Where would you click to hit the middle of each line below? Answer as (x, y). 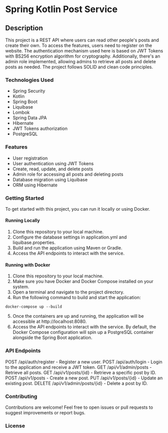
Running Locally (23, 220)
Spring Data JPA (30, 118)
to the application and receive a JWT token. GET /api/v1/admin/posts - (78, 367)
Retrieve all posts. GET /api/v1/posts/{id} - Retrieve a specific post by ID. (81, 372)
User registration (30, 158)
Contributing (21, 396)
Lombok (21, 113)
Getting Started (25, 198)
